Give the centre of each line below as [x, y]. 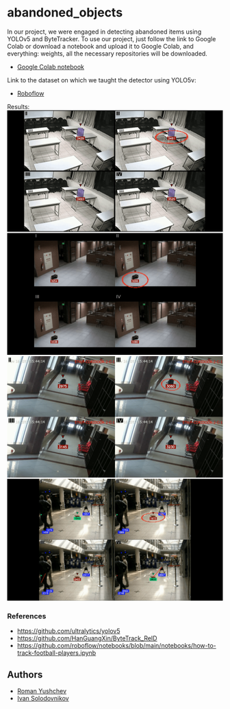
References [27, 616]
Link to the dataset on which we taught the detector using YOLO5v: [102, 80]
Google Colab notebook [50, 67]
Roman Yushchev [42, 691]
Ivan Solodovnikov [43, 699]
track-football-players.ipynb [56, 653]
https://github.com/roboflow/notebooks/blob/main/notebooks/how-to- [117, 646]
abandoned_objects [65, 13]
